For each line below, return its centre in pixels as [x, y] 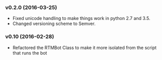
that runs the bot [30, 53]
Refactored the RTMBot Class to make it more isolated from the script [85, 47]
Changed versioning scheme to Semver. [54, 23]
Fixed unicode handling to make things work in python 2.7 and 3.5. [81, 18]
